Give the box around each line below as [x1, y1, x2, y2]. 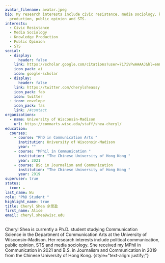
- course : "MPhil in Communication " [14, 149, 91, 154]
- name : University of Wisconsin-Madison [9, 117, 96, 122]
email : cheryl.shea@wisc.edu [5, 213, 65, 218]
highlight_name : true [5, 199, 50, 204]
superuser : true [5, 176, 38, 181]
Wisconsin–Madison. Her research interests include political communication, [5, 237, 160, 242]
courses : [9, 131, 27, 136]
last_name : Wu [5, 190, 34, 195]
